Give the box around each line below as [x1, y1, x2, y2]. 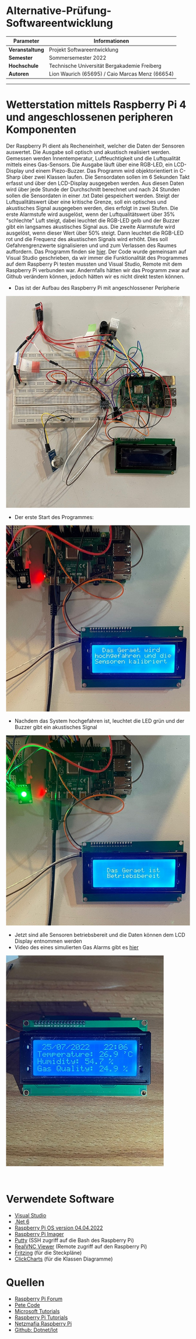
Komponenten [6, 123, 77, 136]
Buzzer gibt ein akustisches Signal [14, 724, 97, 731]
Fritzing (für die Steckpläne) [14, 1249, 82, 1256]
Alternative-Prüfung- [6, 4, 112, 18]
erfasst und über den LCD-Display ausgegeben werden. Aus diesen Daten [6, 180, 184, 187]
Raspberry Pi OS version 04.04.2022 [14, 1224, 103, 1231]
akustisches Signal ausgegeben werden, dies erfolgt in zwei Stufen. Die [6, 204, 178, 211]
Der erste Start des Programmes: [14, 514, 94, 521]
